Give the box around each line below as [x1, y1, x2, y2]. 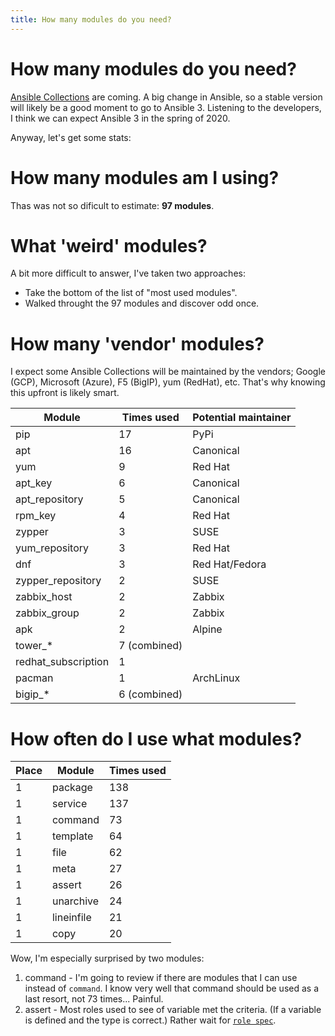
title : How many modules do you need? [10, 14, 172, 25]
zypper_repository [15, 574, 102, 588]
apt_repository [15, 492, 84, 506]
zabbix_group [15, 606, 80, 620]
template [51, 829, 94, 843]
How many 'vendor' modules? [10, 332, 265, 355]
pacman [15, 671, 54, 685]
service [51, 797, 88, 811]
